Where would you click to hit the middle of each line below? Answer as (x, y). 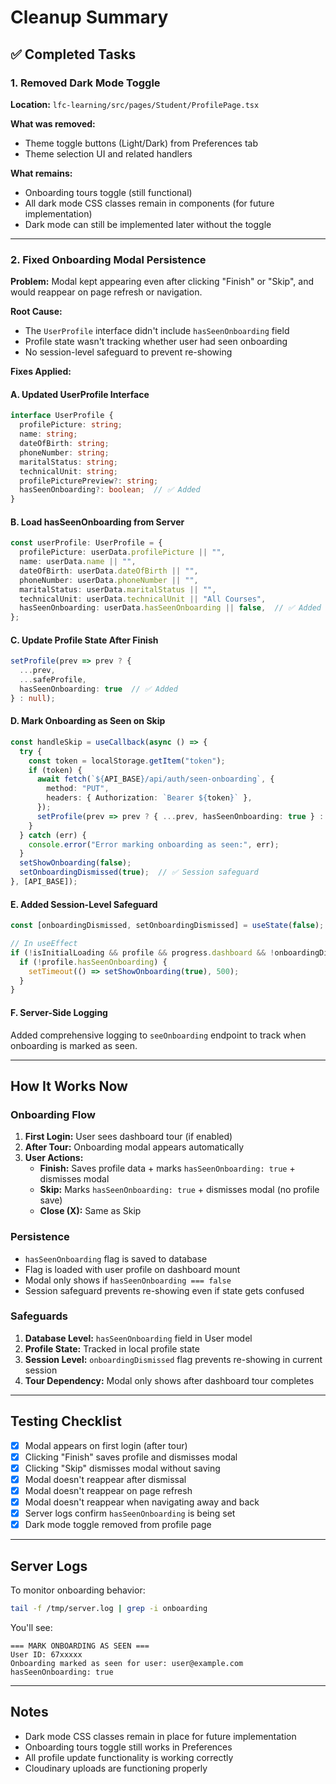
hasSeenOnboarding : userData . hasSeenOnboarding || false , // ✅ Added (170, 608)
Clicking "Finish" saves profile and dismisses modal (131, 1457)
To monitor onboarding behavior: (78, 1590)
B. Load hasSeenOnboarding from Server (97, 522)
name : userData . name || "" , (78, 562)
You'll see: (31, 1627)
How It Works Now (69, 1086)
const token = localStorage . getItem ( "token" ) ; (127, 761)
